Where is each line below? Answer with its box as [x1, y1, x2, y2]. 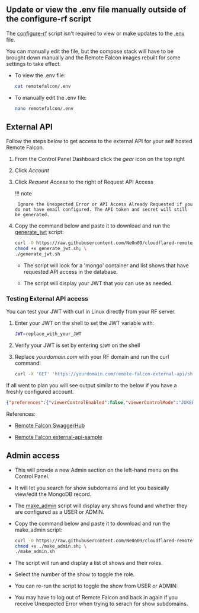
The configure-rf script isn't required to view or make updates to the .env [6, 30, 185, 37]
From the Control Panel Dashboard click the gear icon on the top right [14, 156, 185, 163]
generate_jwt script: [14, 229, 64, 236]
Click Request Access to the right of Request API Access [14, 178, 153, 186]
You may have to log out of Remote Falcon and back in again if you [14, 594, 178, 601]
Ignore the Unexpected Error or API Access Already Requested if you [17, 201, 193, 207]
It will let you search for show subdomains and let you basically [14, 484, 169, 491]
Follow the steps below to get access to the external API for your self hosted [6, 138, 192, 145]
